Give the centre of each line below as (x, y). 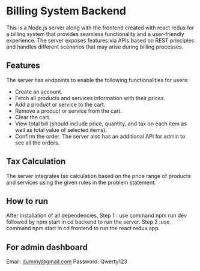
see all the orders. (37, 143)
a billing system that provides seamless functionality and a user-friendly (95, 34)
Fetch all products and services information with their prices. (90, 98)
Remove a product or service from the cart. (68, 111)
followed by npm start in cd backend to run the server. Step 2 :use (88, 222)
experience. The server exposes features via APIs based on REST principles (100, 40)
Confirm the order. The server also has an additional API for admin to (100, 136)
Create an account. (39, 92)
